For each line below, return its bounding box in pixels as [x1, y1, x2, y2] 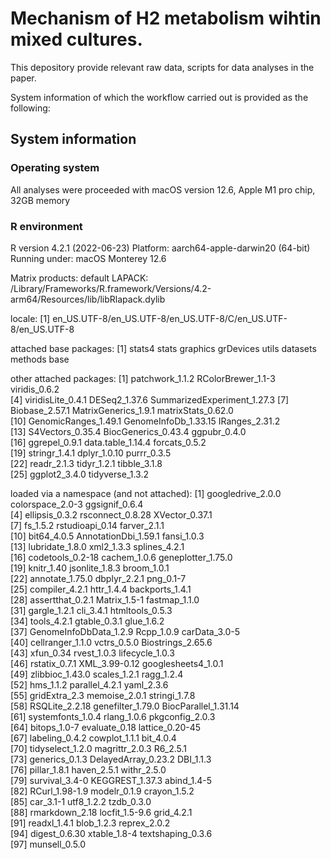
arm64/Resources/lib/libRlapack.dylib [10, 293, 166, 305]
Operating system [10, 161, 100, 175]
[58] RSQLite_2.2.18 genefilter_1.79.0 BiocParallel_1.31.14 [10, 700, 240, 712]
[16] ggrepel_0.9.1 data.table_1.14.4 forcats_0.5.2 [10, 436, 207, 448]
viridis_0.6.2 [10, 383, 60, 395]
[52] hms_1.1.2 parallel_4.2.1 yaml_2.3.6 [10, 678, 169, 691]
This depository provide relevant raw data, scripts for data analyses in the [10, 61, 315, 73]
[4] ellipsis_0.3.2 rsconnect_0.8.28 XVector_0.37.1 [10, 508, 213, 521]
